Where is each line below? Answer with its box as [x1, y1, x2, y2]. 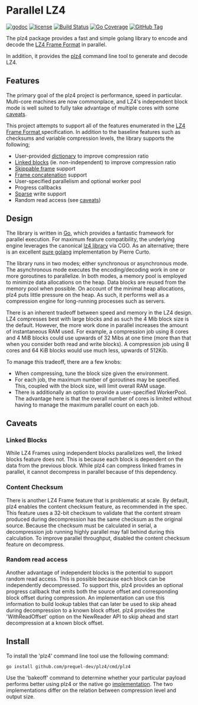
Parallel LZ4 [6, 4, 66, 17]
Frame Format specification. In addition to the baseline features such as [6, 128, 181, 135]
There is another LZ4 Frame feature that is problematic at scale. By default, [6, 496, 189, 504]
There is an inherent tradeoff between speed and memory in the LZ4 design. [6, 309, 193, 316]
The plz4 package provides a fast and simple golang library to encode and [6, 34, 188, 41]
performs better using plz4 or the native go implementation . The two [6, 680, 173, 687]
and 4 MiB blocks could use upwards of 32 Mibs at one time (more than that [6, 334, 191, 341]
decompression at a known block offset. [6, 619, 104, 626]
